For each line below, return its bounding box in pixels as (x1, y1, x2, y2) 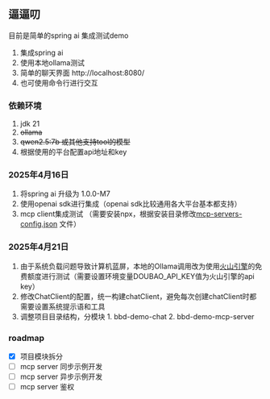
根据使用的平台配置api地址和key (19, 148, 127, 157)
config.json (19, 219, 58, 229)
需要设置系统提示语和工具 (19, 301, 106, 311)
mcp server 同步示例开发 (19, 362, 103, 372)
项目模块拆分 (19, 351, 63, 361)
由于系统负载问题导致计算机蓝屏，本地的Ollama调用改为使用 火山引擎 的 (19, 261, 255, 271)
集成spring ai (19, 48, 64, 57)
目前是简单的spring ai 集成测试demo (8, 31, 129, 40)
